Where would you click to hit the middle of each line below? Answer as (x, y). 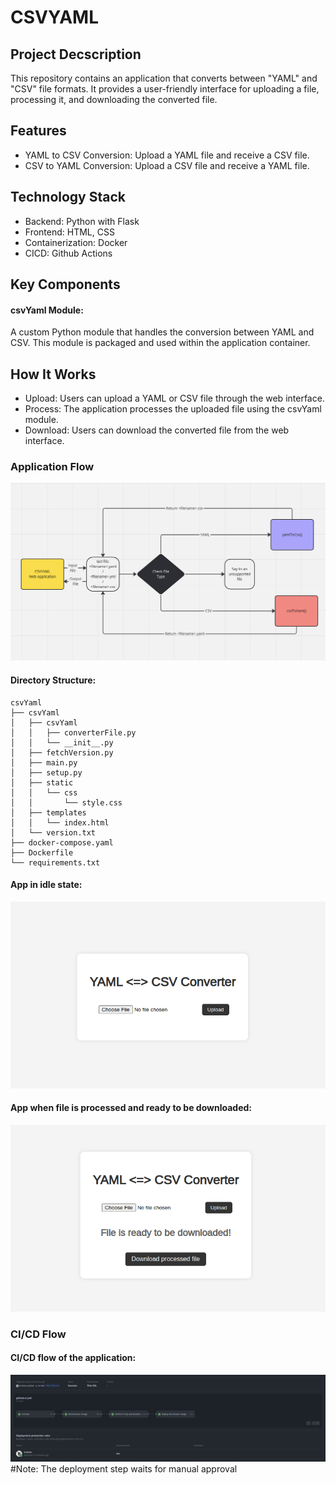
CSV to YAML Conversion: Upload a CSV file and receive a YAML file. (167, 165)
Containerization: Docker (76, 242)
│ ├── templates (48, 812)
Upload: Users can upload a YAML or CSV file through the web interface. (174, 398)
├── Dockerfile (42, 852)
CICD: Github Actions (68, 253)
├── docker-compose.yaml (62, 842)
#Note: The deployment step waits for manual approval (124, 1468)
